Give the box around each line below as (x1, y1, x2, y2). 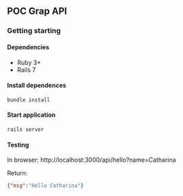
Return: (7, 169, 28, 177)
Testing (7, 140, 29, 149)
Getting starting (7, 26, 61, 36)
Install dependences (7, 82, 67, 90)
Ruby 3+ (16, 58, 42, 66)
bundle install (7, 96, 51, 103)
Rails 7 (16, 65, 36, 74)
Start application (7, 111, 56, 119)
